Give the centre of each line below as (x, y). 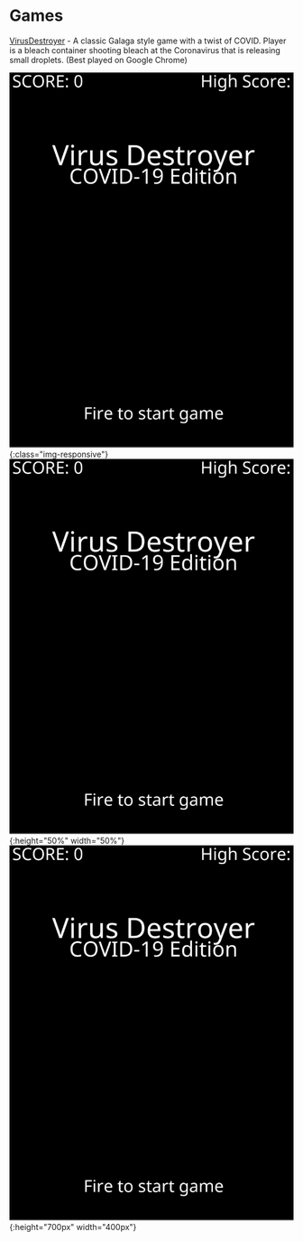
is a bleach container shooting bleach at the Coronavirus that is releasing (145, 50)
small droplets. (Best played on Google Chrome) (98, 60)
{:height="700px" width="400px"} (73, 1227)
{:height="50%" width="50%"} (67, 841)
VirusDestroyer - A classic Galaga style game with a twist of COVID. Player (148, 41)
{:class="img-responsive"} (59, 454)
